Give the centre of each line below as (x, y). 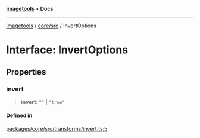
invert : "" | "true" (43, 102)
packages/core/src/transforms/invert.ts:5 (57, 129)
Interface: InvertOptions (67, 50)
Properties (26, 72)
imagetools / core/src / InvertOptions (51, 26)
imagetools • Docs (30, 9)
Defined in (19, 115)
